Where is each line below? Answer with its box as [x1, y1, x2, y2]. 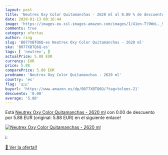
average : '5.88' [5, 95, 39, 100]
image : [5, 21, 19, 26]
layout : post [5, 7, 32, 12]
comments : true [5, 26, 37, 31]
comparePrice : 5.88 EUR [5, 68, 55, 73]
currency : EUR [5, 58, 35, 63]
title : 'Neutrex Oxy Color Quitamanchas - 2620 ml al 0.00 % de [5, 12, 142, 17]
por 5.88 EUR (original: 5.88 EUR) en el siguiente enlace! [5, 114, 121, 120]
